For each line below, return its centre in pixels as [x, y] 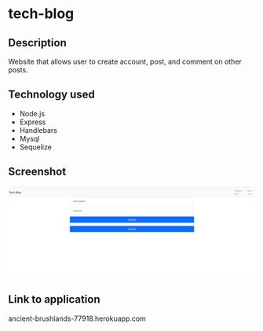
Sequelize [36, 147]
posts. [18, 70]
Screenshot [37, 172]
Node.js [32, 113]
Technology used [52, 95]
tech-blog [41, 14]
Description [37, 43]
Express [33, 122]
